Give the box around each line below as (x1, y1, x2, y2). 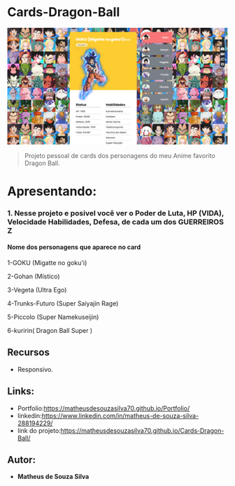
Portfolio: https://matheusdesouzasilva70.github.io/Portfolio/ (17, 403, 190, 413)
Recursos (7, 347, 50, 359)
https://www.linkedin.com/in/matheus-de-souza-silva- (41, 411, 199, 420)
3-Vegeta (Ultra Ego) (7, 286, 67, 294)
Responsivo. (17, 365, 54, 373)
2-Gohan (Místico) (7, 272, 61, 280)
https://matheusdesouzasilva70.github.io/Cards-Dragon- (60, 426, 225, 434)
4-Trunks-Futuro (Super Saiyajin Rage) (7, 299, 119, 308)
